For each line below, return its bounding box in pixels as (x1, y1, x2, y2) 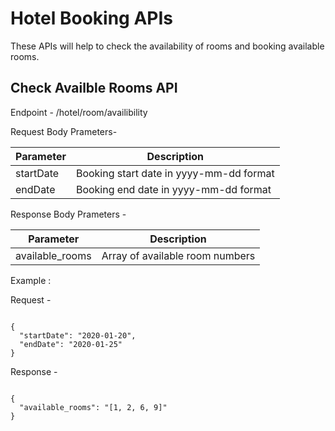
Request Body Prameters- (10, 125, 118, 137)
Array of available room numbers (101, 248, 256, 262)
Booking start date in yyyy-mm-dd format (75, 166, 275, 180)
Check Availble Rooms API (10, 80, 178, 97)
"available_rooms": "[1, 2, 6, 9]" (19, 402, 168, 412)
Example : (10, 274, 52, 286)
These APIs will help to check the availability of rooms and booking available (10, 40, 325, 52)
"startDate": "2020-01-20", (19, 330, 137, 341)
